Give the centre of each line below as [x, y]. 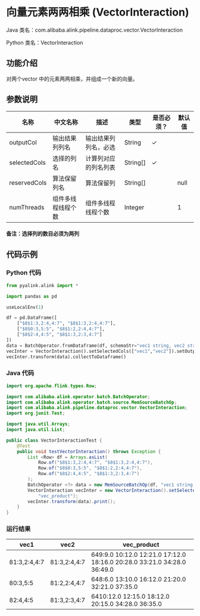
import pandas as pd [32, 296]
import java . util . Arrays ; [38, 424]
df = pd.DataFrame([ [32, 318]
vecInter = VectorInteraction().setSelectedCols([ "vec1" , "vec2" [87, 351]
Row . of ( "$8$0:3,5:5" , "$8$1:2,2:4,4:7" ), [90, 468]
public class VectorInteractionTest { [54, 440]
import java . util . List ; [36, 430]
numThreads [27, 207]
